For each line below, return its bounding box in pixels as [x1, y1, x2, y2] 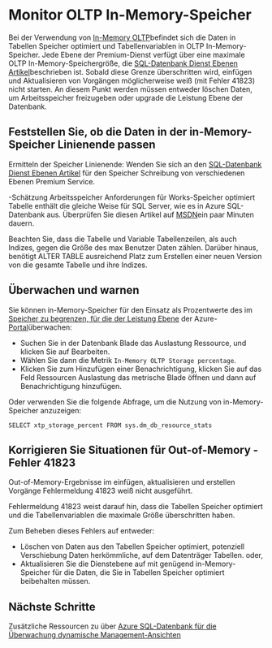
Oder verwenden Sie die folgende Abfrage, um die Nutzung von [8, 396, 222, 407]
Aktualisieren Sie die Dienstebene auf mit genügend [19, 559, 194, 569]
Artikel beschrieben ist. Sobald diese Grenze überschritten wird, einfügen [8, 67, 253, 76]
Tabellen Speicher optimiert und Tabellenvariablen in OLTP [8, 41, 205, 50]
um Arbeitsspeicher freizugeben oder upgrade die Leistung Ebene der [8, 93, 244, 102]
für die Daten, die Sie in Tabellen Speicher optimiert [52, 568, 225, 577]
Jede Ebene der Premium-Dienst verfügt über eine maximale [41, 50, 245, 59]
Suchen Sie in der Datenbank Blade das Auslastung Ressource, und [19, 338, 247, 348]
